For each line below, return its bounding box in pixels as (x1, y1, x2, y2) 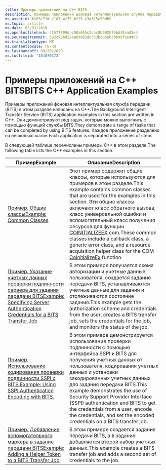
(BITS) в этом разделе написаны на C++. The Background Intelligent (5, 107, 146, 113)
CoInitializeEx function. (69, 254, 123, 261)
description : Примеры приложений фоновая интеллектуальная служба (5, 12, 145, 17)
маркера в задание (7, 438, 54, 445)
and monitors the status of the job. (69, 324, 149, 331)
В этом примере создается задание (69, 426, 156, 433)
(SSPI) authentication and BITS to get (69, 399, 156, 406)
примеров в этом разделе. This (69, 180, 144, 187)
